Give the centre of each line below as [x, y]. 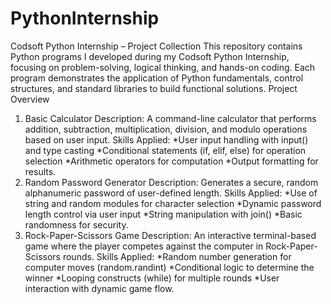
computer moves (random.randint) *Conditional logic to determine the [169, 267]
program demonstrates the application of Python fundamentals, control [157, 78]
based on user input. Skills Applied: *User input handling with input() [166, 139]
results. [40, 171]
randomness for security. [76, 224]
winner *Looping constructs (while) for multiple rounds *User [152, 278]
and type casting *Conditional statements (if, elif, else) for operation [165, 150]
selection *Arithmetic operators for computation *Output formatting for [171, 161]
